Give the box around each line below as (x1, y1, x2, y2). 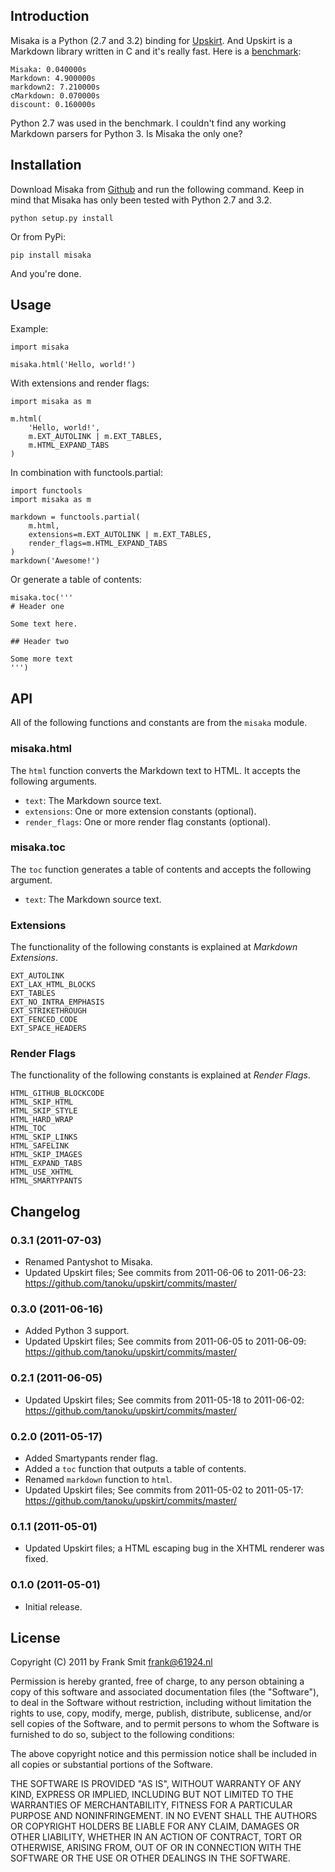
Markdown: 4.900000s (10, 73, 97, 83)
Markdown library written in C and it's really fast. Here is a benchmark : (10, 45, 302, 57)
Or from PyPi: (10, 230, 66, 243)
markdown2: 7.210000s (10, 82, 101, 92)
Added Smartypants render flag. (24, 1452, 158, 1464)
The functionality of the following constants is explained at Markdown (10, 941, 298, 953)
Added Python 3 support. (24, 1325, 130, 1337)
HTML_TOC (10, 1124, 47, 1134)
